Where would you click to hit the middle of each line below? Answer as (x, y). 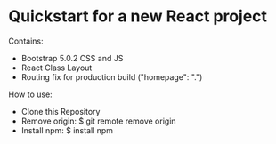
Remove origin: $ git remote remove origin (98, 121)
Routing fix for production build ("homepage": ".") (112, 76)
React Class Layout (57, 68)
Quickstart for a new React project (138, 16)
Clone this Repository (61, 111)
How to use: (30, 94)
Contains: (26, 41)
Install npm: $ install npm (67, 130)
